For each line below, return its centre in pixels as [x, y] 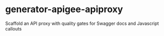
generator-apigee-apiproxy [64, 9]
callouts [13, 28]
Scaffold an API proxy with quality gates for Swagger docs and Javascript [82, 23]
